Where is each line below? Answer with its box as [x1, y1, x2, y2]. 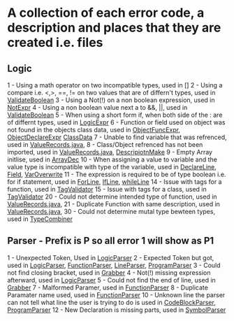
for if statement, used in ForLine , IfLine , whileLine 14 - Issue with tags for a [7, 178, 222, 186]
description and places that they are [7, 20, 221, 36]
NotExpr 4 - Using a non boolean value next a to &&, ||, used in [7, 104, 188, 111]
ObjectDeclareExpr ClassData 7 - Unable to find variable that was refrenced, [7, 133, 227, 141]
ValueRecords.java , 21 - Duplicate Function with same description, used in [7, 200, 220, 208]
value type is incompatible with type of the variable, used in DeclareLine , [7, 163, 217, 171]
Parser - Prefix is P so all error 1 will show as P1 [7, 235, 214, 247]
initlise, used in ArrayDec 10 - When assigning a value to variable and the [7, 155, 218, 164]
